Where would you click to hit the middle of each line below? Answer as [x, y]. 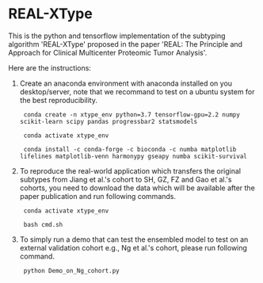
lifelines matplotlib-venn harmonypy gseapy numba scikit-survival [133, 156]
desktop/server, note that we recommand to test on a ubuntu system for [137, 91]
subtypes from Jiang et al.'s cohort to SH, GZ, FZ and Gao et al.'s [126, 179]
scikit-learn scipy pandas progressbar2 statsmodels [109, 121]
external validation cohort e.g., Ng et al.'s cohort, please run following [133, 247]
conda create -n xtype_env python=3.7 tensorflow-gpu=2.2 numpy [131, 115]
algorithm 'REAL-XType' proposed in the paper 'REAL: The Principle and [126, 44]
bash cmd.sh [43, 224]
